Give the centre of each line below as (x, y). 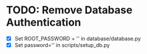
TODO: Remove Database (69, 10)
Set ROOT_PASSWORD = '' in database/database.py (78, 38)
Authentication (44, 22)
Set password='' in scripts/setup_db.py (62, 45)
